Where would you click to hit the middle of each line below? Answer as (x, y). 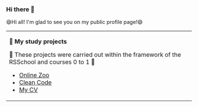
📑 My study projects (38, 42)
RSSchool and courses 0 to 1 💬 (52, 62)
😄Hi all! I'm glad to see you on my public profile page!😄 (75, 22)
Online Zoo (34, 75)
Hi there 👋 (21, 9)
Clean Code (35, 82)
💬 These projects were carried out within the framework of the (95, 55)
